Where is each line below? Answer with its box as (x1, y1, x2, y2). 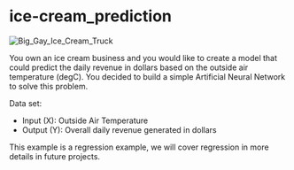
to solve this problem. (9, 81, 89, 91)
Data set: (9, 97, 43, 108)
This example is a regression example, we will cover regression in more (9, 142, 269, 152)
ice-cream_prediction (9, 6, 173, 27)
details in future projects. (9, 151, 100, 161)
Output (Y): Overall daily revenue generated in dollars (21, 124, 217, 135)
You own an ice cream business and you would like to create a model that (9, 52, 277, 63)
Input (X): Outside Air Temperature (21, 115, 149, 126)
